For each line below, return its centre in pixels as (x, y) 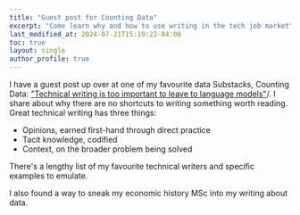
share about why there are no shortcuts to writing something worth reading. (149, 103)
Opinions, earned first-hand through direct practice (117, 130)
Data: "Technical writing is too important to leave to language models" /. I (143, 94)
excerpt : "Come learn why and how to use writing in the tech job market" (151, 26)
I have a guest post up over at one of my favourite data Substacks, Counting (150, 84)
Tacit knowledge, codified (70, 140)
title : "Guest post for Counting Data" (83, 17)
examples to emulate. (49, 176)
